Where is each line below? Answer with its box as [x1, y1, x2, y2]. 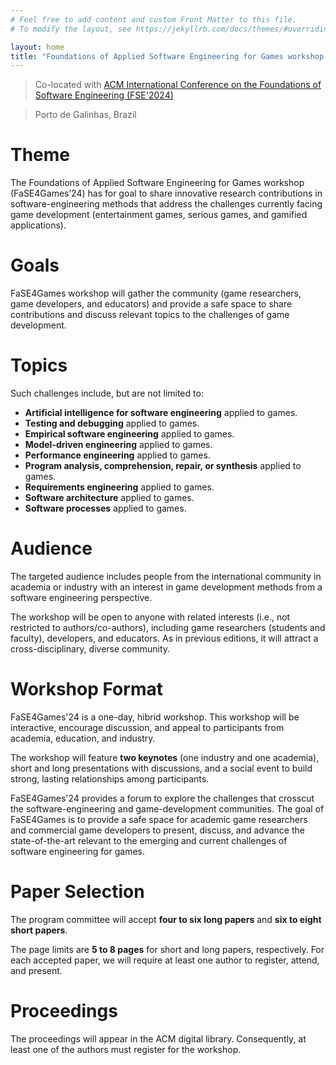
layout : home [10, 42, 65, 52]
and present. [10, 964, 63, 976]
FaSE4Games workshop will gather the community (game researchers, [10, 287, 302, 300]
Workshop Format [10, 678, 163, 701]
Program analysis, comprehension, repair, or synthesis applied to [24, 460, 302, 472]
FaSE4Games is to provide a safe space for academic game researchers [10, 813, 308, 825]
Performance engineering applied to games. [24, 449, 211, 461]
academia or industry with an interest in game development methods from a [10, 581, 323, 593]
